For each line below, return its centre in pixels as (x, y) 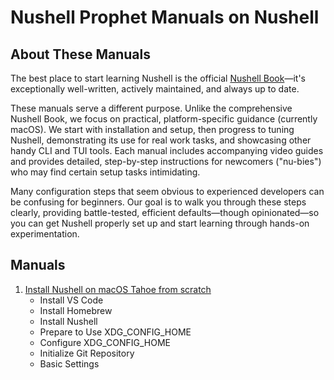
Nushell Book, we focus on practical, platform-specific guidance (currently (164, 119)
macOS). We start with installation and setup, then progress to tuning (152, 129)
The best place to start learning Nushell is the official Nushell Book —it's (158, 78)
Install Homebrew (76, 310)
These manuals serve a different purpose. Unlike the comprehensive (151, 108)
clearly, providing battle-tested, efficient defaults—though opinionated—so (165, 212)
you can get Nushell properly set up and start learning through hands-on (160, 223)
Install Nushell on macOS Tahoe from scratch (118, 289)
